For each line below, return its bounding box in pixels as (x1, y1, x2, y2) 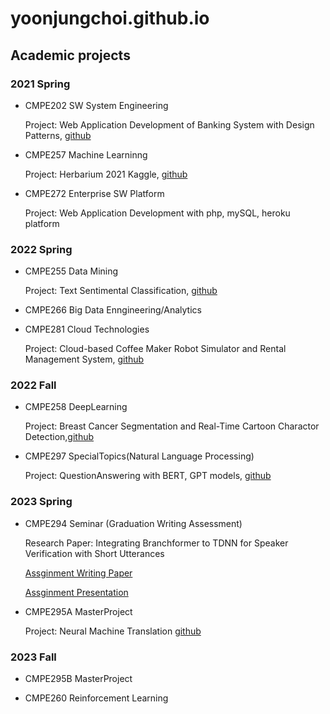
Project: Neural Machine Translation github (24, 625, 202, 637)
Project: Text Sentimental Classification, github (24, 285, 218, 297)
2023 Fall (10, 650, 57, 664)
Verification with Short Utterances (24, 547, 165, 559)
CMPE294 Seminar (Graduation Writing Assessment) (24, 517, 243, 529)
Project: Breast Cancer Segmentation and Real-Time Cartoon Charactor (24, 420, 320, 432)
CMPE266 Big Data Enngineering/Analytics (24, 304, 202, 316)
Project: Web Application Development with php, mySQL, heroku (24, 207, 291, 219)
